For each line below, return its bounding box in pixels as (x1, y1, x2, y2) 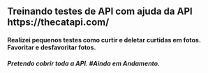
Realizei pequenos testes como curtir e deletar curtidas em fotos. (7, 35, 201, 44)
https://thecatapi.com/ (7, 17, 110, 29)
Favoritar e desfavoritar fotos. (7, 43, 96, 51)
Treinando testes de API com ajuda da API (7, 6, 193, 17)
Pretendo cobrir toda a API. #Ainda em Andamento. (7, 59, 161, 67)
